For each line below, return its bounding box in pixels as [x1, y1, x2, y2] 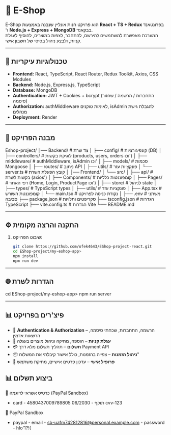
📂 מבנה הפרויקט [5, 133, 55, 142]
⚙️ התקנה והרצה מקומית [5, 221, 79, 229]
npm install [12, 254, 38, 259]
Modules [12, 76, 32, 82]
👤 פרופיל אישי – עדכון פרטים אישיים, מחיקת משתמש [12, 359, 115, 365]
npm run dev [12, 258, 38, 263]
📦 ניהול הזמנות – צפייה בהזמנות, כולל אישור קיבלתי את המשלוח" [12, 351, 139, 357]
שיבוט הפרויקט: [12, 234, 43, 240]
